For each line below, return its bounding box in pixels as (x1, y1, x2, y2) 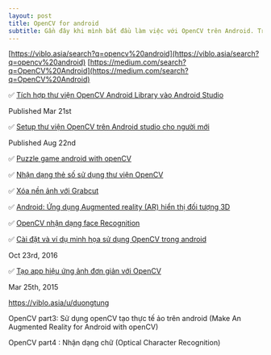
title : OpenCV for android (8, 19, 99, 27)
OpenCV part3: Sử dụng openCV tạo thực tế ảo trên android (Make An (8, 314, 242, 324)
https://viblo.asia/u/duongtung (8, 298, 110, 307)
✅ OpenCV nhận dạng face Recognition (8, 219, 140, 228)
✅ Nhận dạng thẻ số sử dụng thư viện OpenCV (8, 170, 164, 180)
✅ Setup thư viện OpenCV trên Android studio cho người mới (8, 122, 210, 132)
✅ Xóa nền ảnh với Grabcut (8, 186, 99, 196)
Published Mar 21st (8, 106, 72, 116)
